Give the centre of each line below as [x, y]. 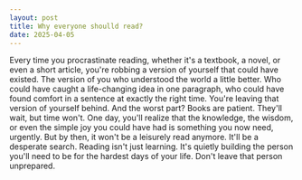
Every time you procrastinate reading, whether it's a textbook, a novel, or [145, 61]
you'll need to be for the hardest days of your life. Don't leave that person [146, 156]
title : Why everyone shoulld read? [76, 26]
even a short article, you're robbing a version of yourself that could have [144, 70]
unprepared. [33, 166]
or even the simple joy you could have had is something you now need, [142, 128]
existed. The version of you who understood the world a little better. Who [146, 80]
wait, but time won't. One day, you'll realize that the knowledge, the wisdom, [151, 118]
